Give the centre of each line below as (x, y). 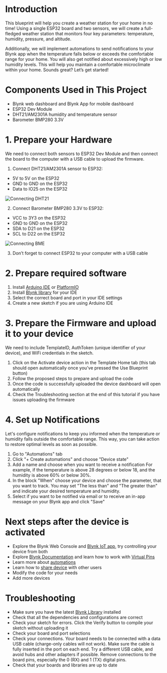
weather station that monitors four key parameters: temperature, (88, 33)
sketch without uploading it (40, 628)
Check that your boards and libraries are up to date (65, 665)
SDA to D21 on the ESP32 (38, 228)
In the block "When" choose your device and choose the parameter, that (87, 480)
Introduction (31, 9)
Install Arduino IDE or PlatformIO (45, 287)
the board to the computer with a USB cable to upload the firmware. (75, 159)
